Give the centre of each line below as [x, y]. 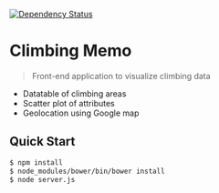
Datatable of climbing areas [74, 93]
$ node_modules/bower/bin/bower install [88, 171]
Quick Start [42, 142]
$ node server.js [42, 179]
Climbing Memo [71, 51]
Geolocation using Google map [81, 113]
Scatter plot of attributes [69, 103]
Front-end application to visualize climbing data [121, 76]
